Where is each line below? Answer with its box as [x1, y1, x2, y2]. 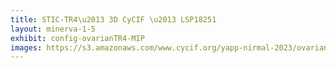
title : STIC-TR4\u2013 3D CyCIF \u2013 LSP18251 [10, 14, 217, 25]
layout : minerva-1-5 [10, 24, 97, 34]
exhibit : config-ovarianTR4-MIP [10, 33, 145, 43]
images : [10, 42, 43, 53]
